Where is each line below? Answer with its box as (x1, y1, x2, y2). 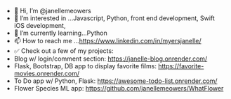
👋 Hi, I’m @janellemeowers (13, 7, 91, 15)
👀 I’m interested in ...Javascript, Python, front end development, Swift (13, 14, 216, 22)
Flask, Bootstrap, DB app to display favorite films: (13, 62, 157, 70)
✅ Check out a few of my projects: (13, 47, 114, 55)
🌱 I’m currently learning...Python (13, 29, 107, 37)
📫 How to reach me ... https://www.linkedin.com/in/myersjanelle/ (13, 37, 202, 45)
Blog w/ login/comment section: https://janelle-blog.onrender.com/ (13, 54, 208, 63)
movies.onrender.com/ (13, 70, 80, 77)
